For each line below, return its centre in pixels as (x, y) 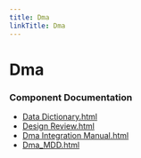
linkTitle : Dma (37, 26)
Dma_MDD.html (51, 145)
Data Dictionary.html (60, 116)
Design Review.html (58, 126)
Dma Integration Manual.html (75, 135)
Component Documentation (71, 97)
